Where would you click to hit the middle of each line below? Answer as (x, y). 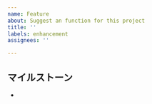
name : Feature (29, 14)
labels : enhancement (38, 34)
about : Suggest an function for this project (76, 21)
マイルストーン (40, 77)
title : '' (22, 27)
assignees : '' (29, 41)
